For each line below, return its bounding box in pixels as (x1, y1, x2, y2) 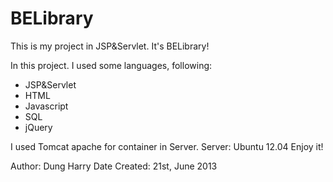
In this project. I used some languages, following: (10, 59, 213, 71)
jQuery (24, 121, 53, 133)
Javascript (24, 100, 69, 112)
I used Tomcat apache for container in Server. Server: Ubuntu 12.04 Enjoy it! (10, 140, 324, 152)
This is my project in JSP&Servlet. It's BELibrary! (10, 40, 210, 52)
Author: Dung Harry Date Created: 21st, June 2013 (10, 160, 218, 172)
